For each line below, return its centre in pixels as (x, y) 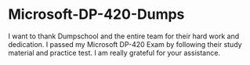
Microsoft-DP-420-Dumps (96, 14)
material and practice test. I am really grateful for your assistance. (114, 52)
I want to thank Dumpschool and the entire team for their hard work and (124, 36)
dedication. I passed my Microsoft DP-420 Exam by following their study (125, 44)
